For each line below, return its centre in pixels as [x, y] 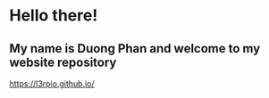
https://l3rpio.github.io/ [52, 84]
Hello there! [54, 16]
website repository [63, 62]
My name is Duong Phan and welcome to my [135, 49]
